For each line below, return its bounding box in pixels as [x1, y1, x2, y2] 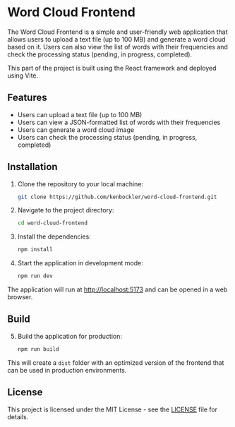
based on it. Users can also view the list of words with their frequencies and [7, 42, 228, 51]
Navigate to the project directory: [17, 206, 114, 215]
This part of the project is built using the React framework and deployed [7, 64, 217, 72]
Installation [7, 161, 58, 173]
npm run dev [17, 272, 53, 279]
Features [7, 92, 47, 104]
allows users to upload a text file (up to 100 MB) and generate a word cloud [7, 35, 226, 43]
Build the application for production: [17, 332, 122, 340]
